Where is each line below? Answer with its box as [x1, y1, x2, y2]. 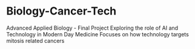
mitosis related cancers [6, 37, 65, 44]
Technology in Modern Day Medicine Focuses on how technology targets [6, 30, 189, 38]
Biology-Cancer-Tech [6, 4, 117, 18]
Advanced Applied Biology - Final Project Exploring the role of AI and [6, 24, 179, 31]
